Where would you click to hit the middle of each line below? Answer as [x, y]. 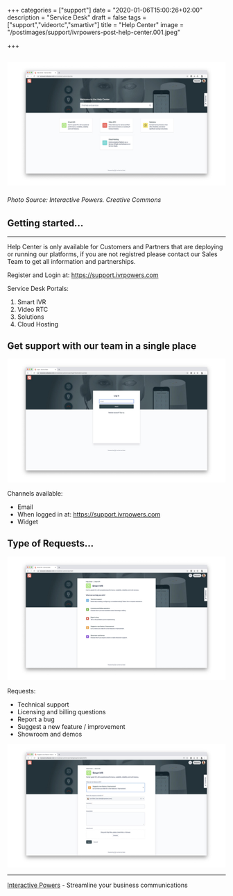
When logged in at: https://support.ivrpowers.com [89, 514]
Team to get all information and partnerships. [71, 261]
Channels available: [35, 493]
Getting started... [45, 223]
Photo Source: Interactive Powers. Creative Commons [84, 200]
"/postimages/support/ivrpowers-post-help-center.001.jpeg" [94, 32]
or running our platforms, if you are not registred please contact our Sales [112, 254]
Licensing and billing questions [61, 712]
